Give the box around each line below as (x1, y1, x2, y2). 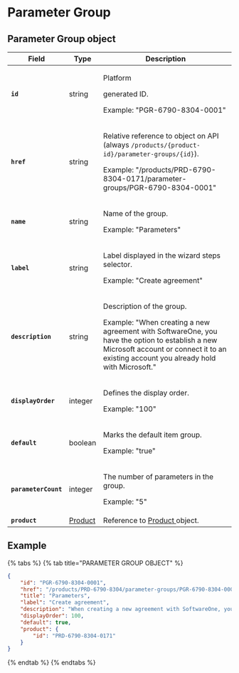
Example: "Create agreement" (102, 275, 203, 285)
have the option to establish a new (102, 335, 218, 345)
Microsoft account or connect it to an (102, 344, 227, 354)
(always (102, 140, 129, 150)
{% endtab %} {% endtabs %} (7, 658, 96, 667)
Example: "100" (102, 404, 156, 414)
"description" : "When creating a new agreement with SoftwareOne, (20, 606, 221, 613)
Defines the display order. (102, 388, 190, 398)
